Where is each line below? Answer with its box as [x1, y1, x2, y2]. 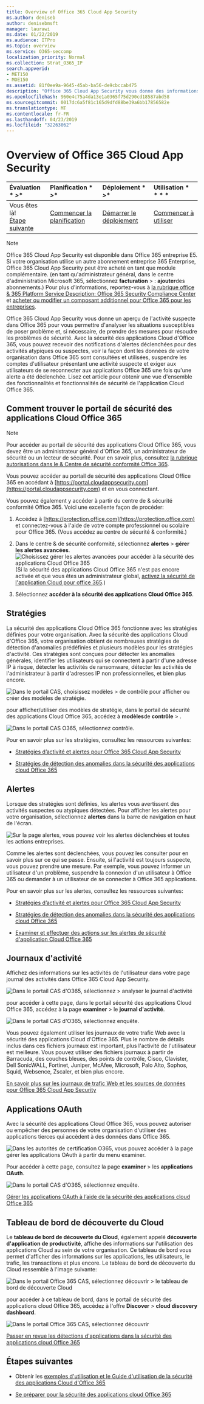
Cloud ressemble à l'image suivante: [6, 1265, 97, 1273]
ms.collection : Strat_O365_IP [6, 60, 83, 66]
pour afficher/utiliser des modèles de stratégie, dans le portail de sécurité [6, 706, 190, 713]
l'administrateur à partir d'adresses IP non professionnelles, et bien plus [6, 669, 186, 677]
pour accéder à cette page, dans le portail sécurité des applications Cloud [6, 999, 192, 1007]
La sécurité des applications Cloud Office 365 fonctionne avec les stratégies [6, 624, 197, 632]
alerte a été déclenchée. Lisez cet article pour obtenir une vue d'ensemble [6, 373, 192, 380]
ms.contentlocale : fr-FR [6, 111, 69, 117]
